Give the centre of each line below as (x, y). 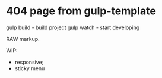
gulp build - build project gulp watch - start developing (73, 27)
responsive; (29, 62)
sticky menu (30, 68)
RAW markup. (23, 39)
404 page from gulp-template (81, 11)
